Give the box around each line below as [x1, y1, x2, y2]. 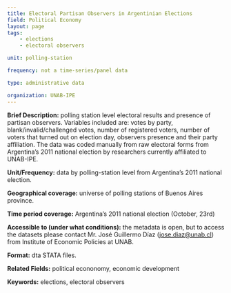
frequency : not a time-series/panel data [7, 67, 128, 74]
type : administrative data [7, 79, 85, 86]
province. [7, 196, 34, 204]
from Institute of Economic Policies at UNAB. [7, 237, 134, 245]
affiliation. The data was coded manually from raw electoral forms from [7, 140, 209, 148]
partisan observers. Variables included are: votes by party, [7, 118, 174, 126]
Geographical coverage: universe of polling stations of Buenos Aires [7, 189, 203, 197]
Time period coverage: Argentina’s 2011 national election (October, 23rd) [7, 210, 215, 218]
